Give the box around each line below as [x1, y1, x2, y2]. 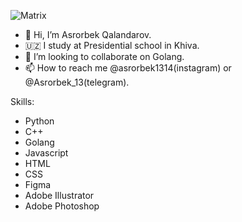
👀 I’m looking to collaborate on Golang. [24, 51, 185, 62]
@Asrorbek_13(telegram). [24, 76, 130, 88]
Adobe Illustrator [24, 190, 95, 201]
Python [24, 115, 55, 127]
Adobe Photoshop [24, 200, 100, 212]
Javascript [24, 147, 69, 159]
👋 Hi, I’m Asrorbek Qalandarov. [24, 29, 152, 40]
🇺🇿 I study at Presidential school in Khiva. [24, 40, 200, 51]
